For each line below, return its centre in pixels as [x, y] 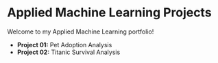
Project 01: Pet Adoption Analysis [64, 45]
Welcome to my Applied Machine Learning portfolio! [81, 32]
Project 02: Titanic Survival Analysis [69, 52]
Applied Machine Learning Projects [109, 13]
